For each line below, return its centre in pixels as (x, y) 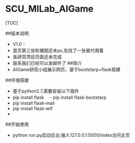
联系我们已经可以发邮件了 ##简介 (47, 63)
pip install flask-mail (33, 103)
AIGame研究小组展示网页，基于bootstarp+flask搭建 (66, 69)
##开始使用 (17, 124)
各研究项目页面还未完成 (37, 57)
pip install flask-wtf (32, 108)
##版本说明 (17, 33)
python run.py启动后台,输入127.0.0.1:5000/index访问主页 (71, 135)
